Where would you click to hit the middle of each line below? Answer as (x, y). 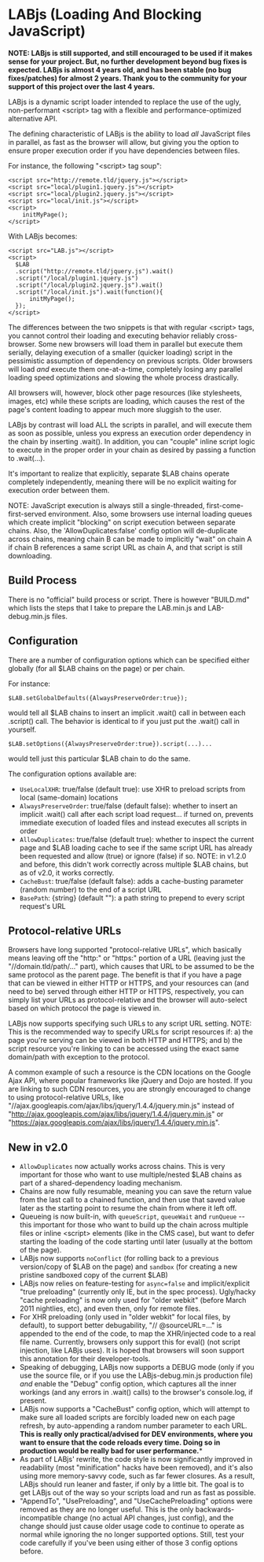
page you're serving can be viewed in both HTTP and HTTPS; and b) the (125, 1041)
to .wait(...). (27, 458)
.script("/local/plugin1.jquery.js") (77, 278)
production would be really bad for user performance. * (111, 1451)
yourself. (22, 729)
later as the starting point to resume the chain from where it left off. (128, 1208)
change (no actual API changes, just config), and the (148, 1518)
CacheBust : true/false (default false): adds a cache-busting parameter (131, 881)
